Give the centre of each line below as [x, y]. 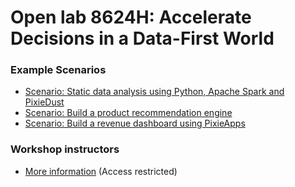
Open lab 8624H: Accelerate [131, 17]
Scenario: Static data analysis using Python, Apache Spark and [154, 92]
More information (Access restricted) [101, 171]
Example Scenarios [58, 70]
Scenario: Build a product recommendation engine [128, 113]
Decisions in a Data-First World [142, 38]
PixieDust [44, 102]
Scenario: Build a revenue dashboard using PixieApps [135, 123]
